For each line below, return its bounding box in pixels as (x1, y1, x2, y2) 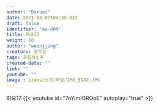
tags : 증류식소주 (6, 54, 44, 60)
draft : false (6, 20, 40, 26)
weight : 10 (6, 37, 34, 43)
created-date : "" (6, 60, 51, 66)
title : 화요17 (6, 32, 40, 38)
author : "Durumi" (6, 9, 51, 15)
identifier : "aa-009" (6, 26, 62, 32)
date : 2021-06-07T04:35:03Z (6, 15, 78, 21)
